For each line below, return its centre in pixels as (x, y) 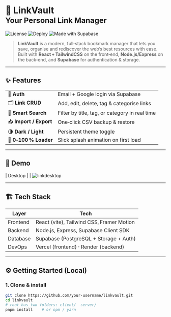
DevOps (18, 247)
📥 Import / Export (30, 121)
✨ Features (23, 81)
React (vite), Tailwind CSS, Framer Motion (85, 222)
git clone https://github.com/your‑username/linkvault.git (69, 296)
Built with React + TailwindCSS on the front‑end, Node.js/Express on (90, 54)
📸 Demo (18, 163)
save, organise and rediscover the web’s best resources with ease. (88, 49)
